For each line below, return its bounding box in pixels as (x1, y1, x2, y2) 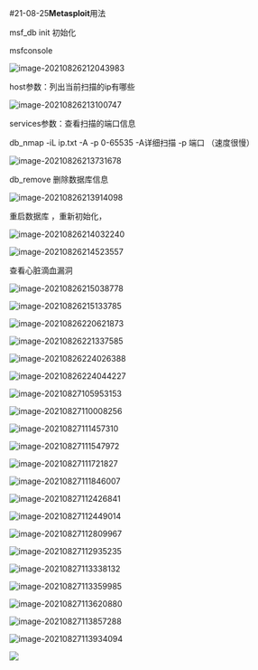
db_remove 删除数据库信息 (9, 175, 109, 184)
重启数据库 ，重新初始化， (9, 211, 106, 222)
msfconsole (9, 45, 53, 56)
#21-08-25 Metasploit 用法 (9, 8, 106, 18)
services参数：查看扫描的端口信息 (9, 118, 136, 128)
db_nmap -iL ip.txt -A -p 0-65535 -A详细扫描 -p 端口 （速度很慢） (9, 137, 255, 147)
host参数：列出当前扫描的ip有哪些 (9, 81, 135, 92)
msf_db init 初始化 (9, 27, 77, 38)
